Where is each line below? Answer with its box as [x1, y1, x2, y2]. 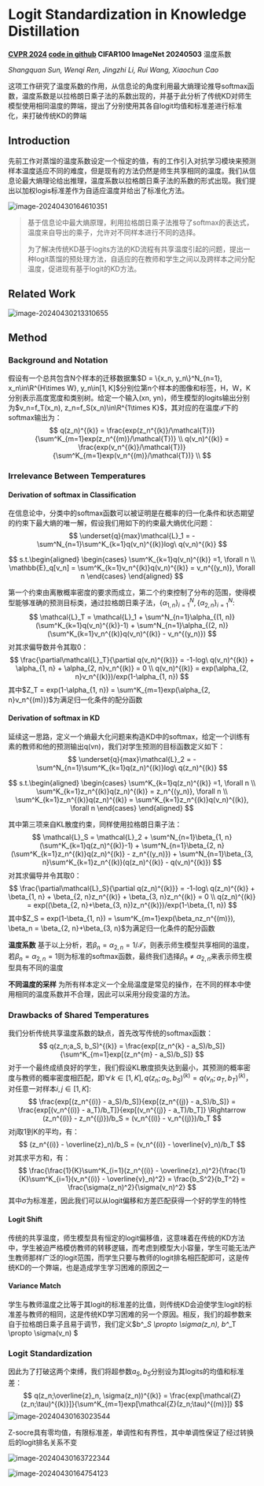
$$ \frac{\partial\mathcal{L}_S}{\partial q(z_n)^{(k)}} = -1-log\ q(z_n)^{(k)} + [9, 884, 255, 893]
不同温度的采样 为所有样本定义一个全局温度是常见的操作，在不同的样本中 [8, 979, 244, 989]
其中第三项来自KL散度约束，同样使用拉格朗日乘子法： [8, 819, 182, 829]
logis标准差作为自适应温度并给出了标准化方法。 [35, 185, 189, 195]
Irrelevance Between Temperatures [8, 470, 146, 481]
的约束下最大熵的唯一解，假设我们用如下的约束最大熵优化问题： [8, 518, 214, 528]
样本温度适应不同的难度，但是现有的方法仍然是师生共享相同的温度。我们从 [8, 165, 249, 175]
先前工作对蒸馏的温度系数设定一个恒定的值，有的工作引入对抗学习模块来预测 [8, 156, 256, 165]
